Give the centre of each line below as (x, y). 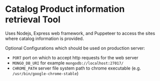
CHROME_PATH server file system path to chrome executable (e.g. (77, 68)
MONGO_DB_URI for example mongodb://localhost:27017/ (68, 63)
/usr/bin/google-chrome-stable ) (45, 73)
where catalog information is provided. (45, 39)
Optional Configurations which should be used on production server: (75, 48)
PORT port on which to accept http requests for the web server (75, 57)
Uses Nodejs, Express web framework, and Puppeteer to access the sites (80, 33)
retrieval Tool (33, 20)
